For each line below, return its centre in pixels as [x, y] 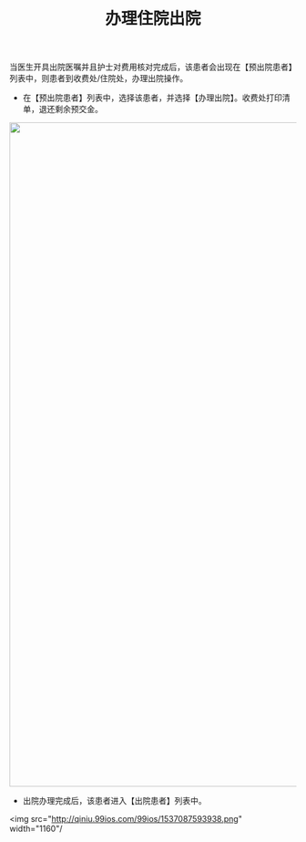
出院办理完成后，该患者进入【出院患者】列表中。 [114, 801]
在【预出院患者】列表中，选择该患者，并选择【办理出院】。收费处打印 [152, 98]
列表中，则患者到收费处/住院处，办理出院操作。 [99, 78]
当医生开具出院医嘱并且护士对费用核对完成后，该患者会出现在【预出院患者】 [153, 67]
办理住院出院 [153, 19]
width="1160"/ [36, 829]
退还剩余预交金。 [71, 109]
